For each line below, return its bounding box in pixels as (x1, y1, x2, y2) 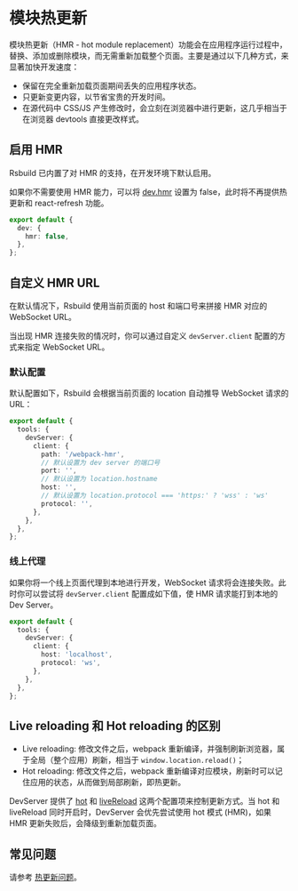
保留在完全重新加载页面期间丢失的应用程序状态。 (21, 80, 201, 91)
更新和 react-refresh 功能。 (9, 197, 109, 208)
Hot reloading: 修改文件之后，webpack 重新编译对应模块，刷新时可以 (21, 766, 276, 776)
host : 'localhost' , (41, 650, 114, 659)
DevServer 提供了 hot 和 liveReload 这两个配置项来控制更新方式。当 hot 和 (9, 796, 280, 807)
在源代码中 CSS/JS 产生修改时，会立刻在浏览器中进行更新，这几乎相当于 (21, 102, 288, 113)
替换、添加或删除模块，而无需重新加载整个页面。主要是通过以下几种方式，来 (9, 50, 289, 60)
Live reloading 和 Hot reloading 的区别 (9, 718, 221, 734)
